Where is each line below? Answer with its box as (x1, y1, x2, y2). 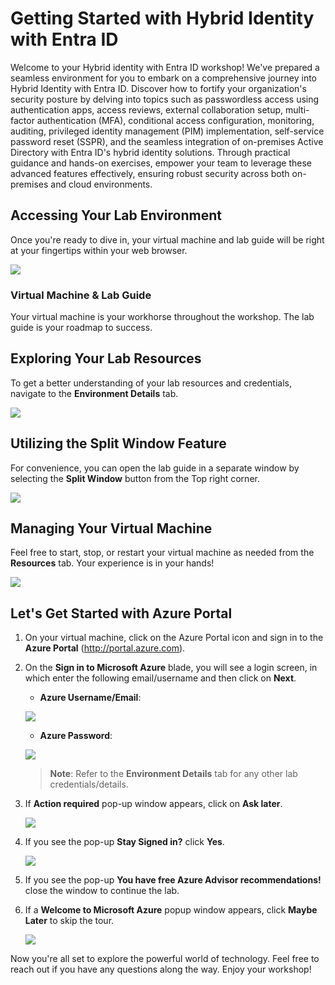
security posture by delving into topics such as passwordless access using (10, 93, 320, 105)
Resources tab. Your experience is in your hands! (10, 557, 215, 569)
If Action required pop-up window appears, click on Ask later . (24, 798, 283, 810)
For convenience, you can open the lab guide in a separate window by (10, 462, 300, 474)
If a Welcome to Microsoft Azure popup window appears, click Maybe (24, 904, 318, 916)
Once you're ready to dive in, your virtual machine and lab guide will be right (10, 233, 325, 246)
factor (10, 114, 35, 126)
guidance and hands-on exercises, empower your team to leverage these (10, 157, 312, 169)
